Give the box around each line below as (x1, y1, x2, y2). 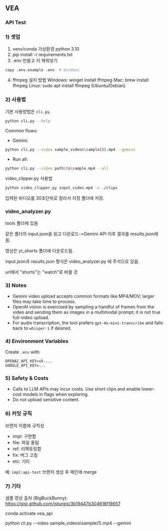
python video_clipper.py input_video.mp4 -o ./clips (5, 186, 118, 191)
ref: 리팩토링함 (12, 446, 42, 452)
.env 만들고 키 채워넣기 (12, 57, 58, 63)
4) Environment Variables (5, 337, 69, 344)
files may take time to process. (12, 298, 76, 304)
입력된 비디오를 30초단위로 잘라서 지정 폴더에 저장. (5, 195, 104, 201)
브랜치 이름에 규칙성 (5, 422, 44, 428)
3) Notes (5, 282, 27, 289)
